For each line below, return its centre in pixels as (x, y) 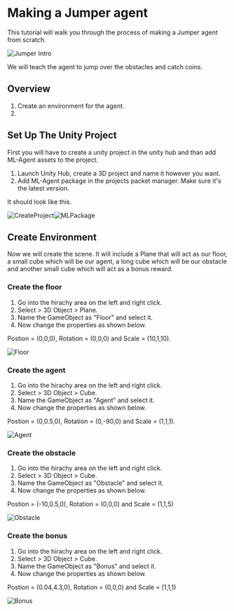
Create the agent (36, 370)
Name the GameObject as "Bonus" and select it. (87, 566)
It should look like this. (40, 202)
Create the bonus (37, 536)
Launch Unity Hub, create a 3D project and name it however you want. (119, 173)
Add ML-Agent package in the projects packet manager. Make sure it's (119, 181)
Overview (29, 89)
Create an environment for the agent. (71, 106)
